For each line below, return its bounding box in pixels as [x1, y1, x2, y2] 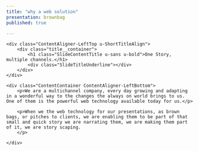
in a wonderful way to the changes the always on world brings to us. [6, 93, 185, 99]
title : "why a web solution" [6, 8, 79, 15]
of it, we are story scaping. [6, 124, 82, 131]
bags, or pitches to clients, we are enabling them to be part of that [6, 114, 188, 120]
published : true [6, 20, 46, 26]
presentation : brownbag [6, 14, 66, 20]
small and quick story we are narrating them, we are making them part [6, 119, 188, 125]
